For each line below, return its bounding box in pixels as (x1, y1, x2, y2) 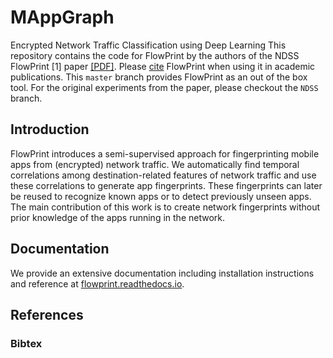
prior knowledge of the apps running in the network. (10, 211, 225, 223)
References (10, 306, 84, 323)
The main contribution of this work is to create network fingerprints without (10, 201, 321, 213)
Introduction (10, 121, 90, 138)
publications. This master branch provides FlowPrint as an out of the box (10, 71, 308, 83)
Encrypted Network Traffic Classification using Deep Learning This (10, 39, 287, 51)
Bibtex (10, 336, 43, 350)
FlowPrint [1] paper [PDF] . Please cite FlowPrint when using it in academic (10, 60, 316, 72)
